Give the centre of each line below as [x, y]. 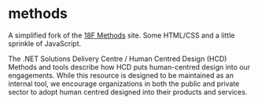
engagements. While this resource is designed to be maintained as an [121, 75]
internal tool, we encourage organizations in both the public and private [124, 84]
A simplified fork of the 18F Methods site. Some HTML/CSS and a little [122, 35]
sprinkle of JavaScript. [44, 43]
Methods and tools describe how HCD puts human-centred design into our [129, 66]
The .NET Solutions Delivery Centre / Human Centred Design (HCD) [118, 59]
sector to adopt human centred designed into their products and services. [128, 91]
